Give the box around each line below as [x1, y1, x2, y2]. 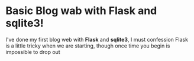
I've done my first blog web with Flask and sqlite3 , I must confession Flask [5, 36, 189, 43]
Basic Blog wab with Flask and [5, 4, 157, 18]
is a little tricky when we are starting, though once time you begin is [5, 42, 170, 49]
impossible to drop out [5, 48, 60, 55]
